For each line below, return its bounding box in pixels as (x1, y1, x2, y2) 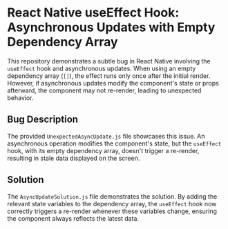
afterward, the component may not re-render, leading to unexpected (7, 86, 202, 94)
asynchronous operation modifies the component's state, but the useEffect (7, 139, 222, 148)
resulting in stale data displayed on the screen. (7, 154, 140, 162)
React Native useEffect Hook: (7, 5, 180, 21)
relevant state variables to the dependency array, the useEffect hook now (7, 199, 217, 208)
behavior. (7, 93, 34, 101)
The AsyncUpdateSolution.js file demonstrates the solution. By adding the (7, 192, 218, 201)
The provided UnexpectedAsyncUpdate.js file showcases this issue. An (7, 132, 205, 140)
